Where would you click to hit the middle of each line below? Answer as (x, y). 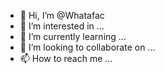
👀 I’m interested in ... (62, 26)
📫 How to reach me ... (66, 58)
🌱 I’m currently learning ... (73, 36)
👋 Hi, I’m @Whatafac (62, 15)
